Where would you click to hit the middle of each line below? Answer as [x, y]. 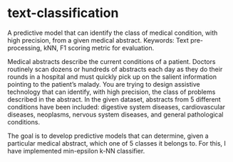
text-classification [63, 13]
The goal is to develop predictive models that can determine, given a [108, 136]
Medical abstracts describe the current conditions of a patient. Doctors [112, 61]
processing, [25, 48]
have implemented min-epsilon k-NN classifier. [76, 151]
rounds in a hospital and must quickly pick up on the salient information [112, 77]
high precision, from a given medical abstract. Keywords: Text [98, 40]
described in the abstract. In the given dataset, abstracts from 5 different [114, 99]
